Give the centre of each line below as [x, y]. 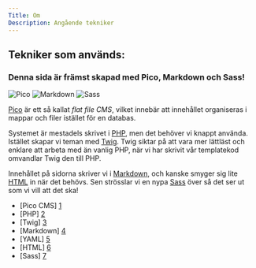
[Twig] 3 [33, 222]
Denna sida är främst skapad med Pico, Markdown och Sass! [127, 77]
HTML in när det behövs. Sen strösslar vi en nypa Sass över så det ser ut [126, 182]
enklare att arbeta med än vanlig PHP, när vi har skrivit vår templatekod [123, 150]
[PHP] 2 [32, 214]
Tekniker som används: [67, 55]
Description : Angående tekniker [61, 23]
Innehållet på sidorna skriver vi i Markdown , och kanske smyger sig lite [123, 173]
